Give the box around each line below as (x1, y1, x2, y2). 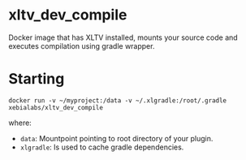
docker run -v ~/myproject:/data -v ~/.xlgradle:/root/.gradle (8, 96, 227, 105)
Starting (8, 70, 65, 89)
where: (8, 118, 32, 128)
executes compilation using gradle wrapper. (8, 41, 155, 50)
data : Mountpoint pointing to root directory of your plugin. (19, 133, 214, 143)
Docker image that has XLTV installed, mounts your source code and (8, 32, 238, 42)
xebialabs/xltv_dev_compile (8, 103, 104, 111)
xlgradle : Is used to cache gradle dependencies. (19, 142, 184, 152)
